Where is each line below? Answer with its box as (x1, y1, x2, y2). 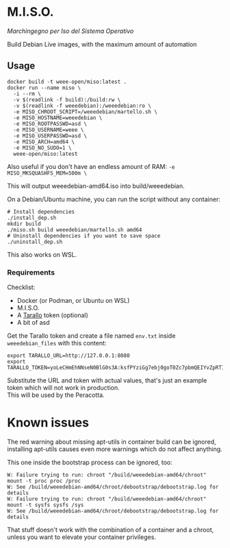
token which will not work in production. (7, 384, 120, 392)
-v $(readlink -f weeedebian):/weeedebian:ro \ (13, 102, 152, 109)
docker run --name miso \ (7, 84, 81, 91)
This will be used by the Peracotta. (7, 391, 105, 399)
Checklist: (7, 283, 36, 292)
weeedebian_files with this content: (7, 339, 107, 347)
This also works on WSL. (7, 250, 77, 258)
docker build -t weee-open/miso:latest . (7, 78, 127, 85)
